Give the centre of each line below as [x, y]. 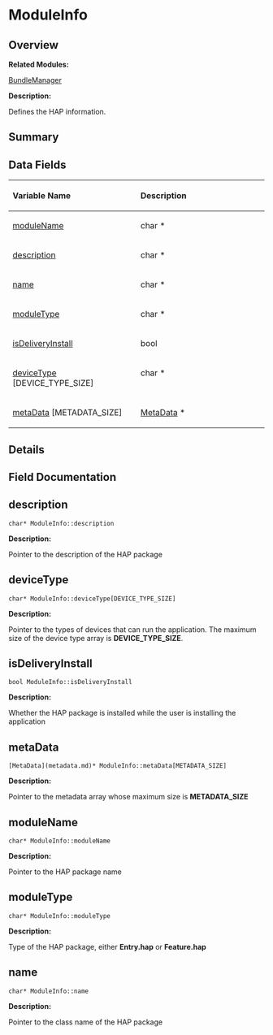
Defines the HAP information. [57, 112]
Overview [34, 45]
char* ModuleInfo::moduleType [60, 916]
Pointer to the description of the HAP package [85, 554]
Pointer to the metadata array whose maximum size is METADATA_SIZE [128, 797]
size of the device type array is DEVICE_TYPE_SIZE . [96, 638]
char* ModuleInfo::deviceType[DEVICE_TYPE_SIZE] [92, 599]
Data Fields [37, 165]
